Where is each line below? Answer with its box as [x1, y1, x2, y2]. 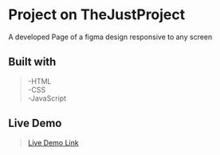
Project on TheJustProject [8, 6, 186, 24]
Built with [8, 55, 57, 69]
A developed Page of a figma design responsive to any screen [8, 32, 213, 42]
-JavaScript [27, 93, 66, 103]
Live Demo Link [27, 137, 79, 147]
